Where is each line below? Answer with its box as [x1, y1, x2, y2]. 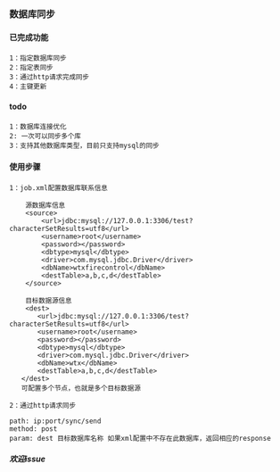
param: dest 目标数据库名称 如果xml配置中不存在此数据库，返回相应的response [9, 434, 272, 443]
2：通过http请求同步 [9, 401, 77, 410]
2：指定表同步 [9, 63, 54, 72]
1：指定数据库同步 [9, 54, 67, 63]
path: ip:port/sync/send [9, 417, 102, 426]
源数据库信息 [25, 201, 65, 210]
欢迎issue [9, 453, 46, 465]
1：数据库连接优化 [9, 122, 67, 131]
